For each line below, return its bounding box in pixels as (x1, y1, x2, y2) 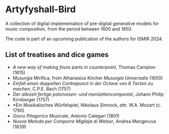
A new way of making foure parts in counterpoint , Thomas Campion (12, 64, 156, 70)
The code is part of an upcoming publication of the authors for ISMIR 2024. (5, 36, 163, 42)
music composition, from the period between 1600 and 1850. (5, 25, 133, 32)
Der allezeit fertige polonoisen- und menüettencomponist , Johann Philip (12, 91, 164, 97)
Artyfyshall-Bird (5, 4, 76, 15)
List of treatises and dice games (5, 50, 109, 59)
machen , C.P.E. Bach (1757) (12, 86, 71, 92)
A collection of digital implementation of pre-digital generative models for (5, 20, 159, 26)
